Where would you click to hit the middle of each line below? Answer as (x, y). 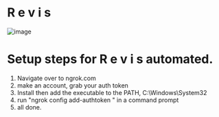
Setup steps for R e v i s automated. (110, 59)
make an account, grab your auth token (73, 85)
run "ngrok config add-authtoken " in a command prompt (98, 100)
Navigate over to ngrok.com (56, 78)
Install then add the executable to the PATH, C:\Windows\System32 (112, 92)
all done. (29, 107)
